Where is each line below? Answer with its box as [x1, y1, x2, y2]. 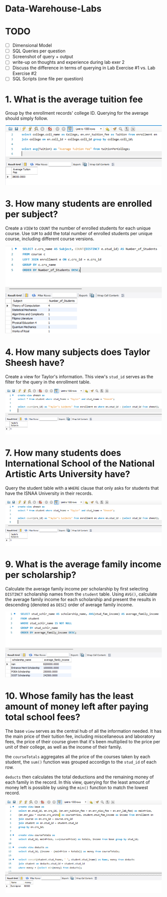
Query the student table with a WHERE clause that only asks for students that [5, 485, 159, 491]
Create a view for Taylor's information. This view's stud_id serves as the [5, 373, 154, 379]
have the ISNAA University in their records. [5, 490, 93, 496]
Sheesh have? [5, 357, 65, 368]
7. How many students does [5, 447, 121, 459]
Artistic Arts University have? [5, 469, 130, 480]
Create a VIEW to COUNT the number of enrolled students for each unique [5, 225, 151, 231]
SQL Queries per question [12, 48, 66, 54]
